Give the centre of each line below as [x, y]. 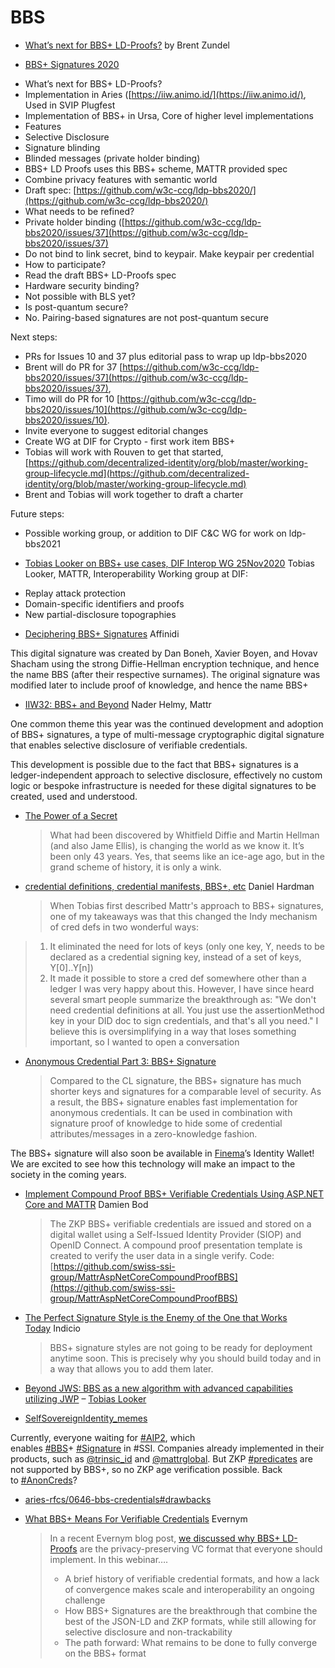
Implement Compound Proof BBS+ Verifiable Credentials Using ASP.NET [174, 1193]
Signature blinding [62, 147]
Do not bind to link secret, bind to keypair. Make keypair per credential [169, 253]
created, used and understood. [74, 796]
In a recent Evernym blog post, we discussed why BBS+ [165, 1538]
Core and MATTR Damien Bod [86, 1204]
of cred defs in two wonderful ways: [124, 927]
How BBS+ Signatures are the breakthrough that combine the [191, 1610]
